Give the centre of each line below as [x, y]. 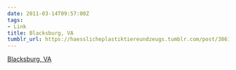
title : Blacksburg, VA [40, 33]
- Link [17, 26]
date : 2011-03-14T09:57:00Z [48, 14]
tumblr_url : [25, 40]
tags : [15, 20]
